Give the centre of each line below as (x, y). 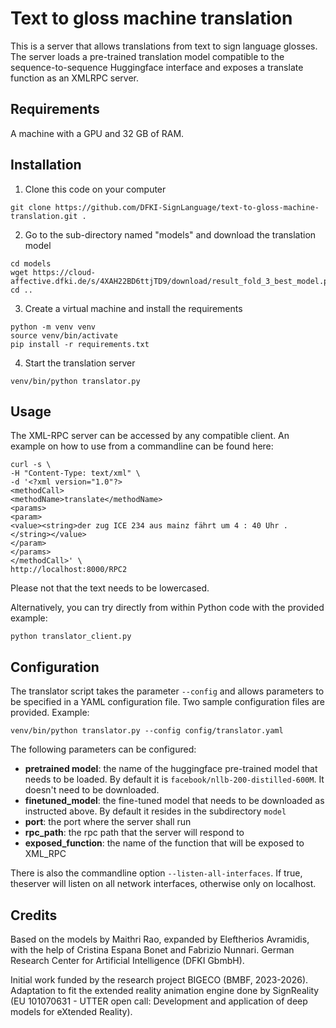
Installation (46, 165)
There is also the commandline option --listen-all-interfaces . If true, (156, 873)
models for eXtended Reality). (71, 1011)
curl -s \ (31, 465)
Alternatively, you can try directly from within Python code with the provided (167, 608)
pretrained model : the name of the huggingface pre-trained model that (171, 769)
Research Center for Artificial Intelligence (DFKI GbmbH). (127, 960)
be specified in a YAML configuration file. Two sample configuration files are (167, 702)
